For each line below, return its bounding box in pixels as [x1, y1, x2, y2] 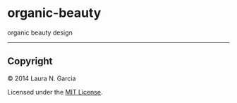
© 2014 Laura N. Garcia [7, 74, 76, 83]
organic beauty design [7, 28, 73, 37]
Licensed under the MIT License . [7, 87, 103, 96]
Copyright [7, 55, 53, 68]
